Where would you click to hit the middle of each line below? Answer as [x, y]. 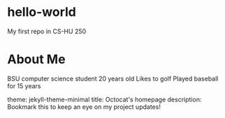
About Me [36, 59]
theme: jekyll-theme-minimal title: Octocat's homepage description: [104, 99]
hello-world [42, 12]
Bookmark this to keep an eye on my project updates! [84, 107]
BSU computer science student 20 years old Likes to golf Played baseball [113, 78]
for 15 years [24, 86]
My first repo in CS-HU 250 [47, 31]
